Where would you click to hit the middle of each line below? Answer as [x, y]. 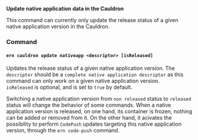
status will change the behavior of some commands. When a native [89, 105]
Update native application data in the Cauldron [65, 9]
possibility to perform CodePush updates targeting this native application [94, 124]
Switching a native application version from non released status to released [99, 99]
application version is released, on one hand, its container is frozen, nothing [99, 111]
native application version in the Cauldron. [58, 27]
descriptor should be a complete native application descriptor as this [95, 74]
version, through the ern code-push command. [63, 130]
